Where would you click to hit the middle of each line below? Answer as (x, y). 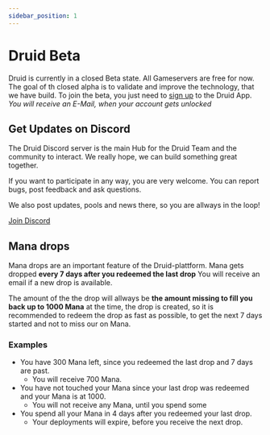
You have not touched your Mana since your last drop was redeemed (135, 388)
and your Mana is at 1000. (63, 396)
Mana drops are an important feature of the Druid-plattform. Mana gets (126, 266)
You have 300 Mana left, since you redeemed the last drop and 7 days (137, 362)
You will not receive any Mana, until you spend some (119, 405)
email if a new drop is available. (60, 283)
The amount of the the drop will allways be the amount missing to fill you (131, 298)
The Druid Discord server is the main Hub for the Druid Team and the (123, 148)
